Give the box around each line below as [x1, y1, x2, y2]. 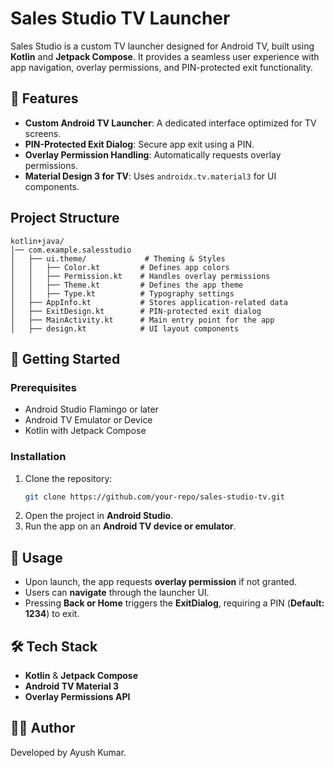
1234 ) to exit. [24, 608, 80, 620]
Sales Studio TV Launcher [10, 7, 231, 30]
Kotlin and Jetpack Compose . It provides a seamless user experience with [10, 50, 320, 62]
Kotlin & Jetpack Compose [24, 670, 139, 682]
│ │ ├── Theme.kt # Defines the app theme [10, 280, 244, 290]
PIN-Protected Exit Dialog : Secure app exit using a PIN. [24, 138, 255, 150]
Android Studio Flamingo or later [24, 403, 159, 416]
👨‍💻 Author [10, 720, 76, 737]
